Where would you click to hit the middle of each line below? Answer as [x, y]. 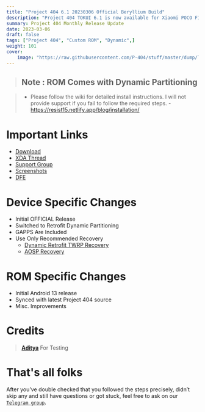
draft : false [23, 35]
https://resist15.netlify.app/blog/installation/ [85, 110]
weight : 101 [21, 46]
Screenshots [31, 171]
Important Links [47, 134]
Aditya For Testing [45, 348]
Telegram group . [27, 403]
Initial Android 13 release [46, 293]
